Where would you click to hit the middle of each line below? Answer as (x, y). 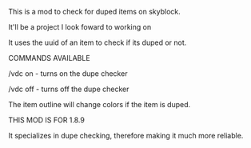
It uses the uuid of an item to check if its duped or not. (98, 42)
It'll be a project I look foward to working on (80, 27)
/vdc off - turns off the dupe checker (69, 89)
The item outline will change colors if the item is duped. (100, 104)
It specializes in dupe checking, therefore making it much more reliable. (126, 136)
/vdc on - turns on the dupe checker (68, 74)
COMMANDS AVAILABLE (49, 58)
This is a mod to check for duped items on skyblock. (95, 12)
